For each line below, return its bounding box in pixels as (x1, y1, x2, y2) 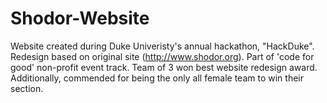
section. (10, 82, 44, 94)
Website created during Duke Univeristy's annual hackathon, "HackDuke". (10, 40, 315, 52)
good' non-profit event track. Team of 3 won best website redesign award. (10, 61, 318, 73)
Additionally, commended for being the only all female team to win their (10, 72, 304, 84)
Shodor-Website (10, 7, 150, 30)
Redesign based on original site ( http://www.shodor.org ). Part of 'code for (10, 50, 315, 62)
